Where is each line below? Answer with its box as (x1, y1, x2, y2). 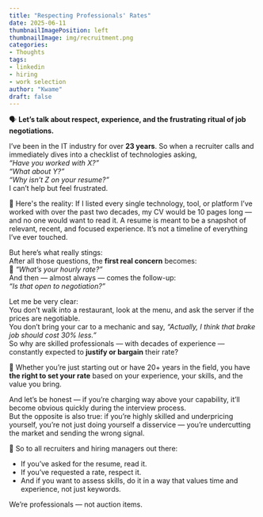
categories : (9, 41, 48, 49)
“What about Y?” (9, 167, 65, 177)
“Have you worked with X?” (9, 158, 100, 168)
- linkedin (9, 63, 45, 71)
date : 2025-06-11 (9, 19, 67, 27)
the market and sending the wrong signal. (9, 428, 145, 438)
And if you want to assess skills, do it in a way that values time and (20, 476, 238, 485)
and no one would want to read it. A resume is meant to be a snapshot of (9, 215, 246, 226)
